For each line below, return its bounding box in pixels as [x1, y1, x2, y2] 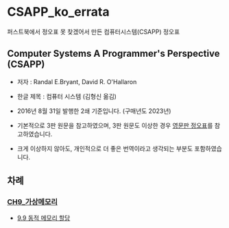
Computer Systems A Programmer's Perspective [7, 48, 220, 60]
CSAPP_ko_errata [7, 4, 110, 20]
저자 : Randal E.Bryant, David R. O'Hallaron [16, 77, 137, 86]
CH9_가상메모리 [7, 197, 58, 207]
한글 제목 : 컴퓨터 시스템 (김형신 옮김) [16, 92, 117, 100]
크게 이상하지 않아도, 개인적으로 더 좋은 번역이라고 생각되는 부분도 [16, 144, 193, 153]
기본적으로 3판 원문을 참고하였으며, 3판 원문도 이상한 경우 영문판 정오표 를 [16, 121, 213, 129]
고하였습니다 [16, 129, 51, 138]
